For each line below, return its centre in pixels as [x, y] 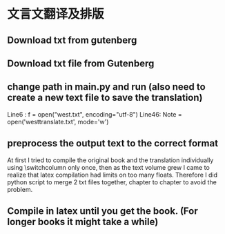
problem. [20, 189]
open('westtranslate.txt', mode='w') [58, 121]
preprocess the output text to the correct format [113, 143]
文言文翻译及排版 [56, 14]
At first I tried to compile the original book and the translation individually [110, 160]
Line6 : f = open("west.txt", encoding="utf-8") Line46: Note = [95, 114]
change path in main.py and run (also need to [106, 87]
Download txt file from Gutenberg [81, 63]
